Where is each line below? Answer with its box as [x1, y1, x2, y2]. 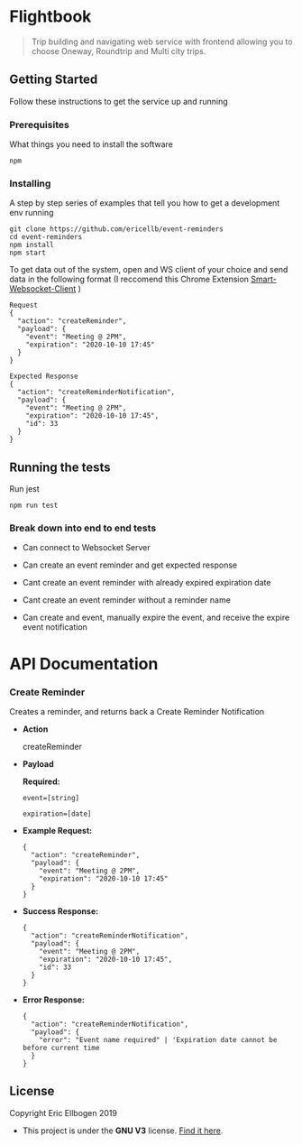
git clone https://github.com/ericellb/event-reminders [9, 225, 224, 234]
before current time [22, 1043, 100, 1052]
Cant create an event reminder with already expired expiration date [22, 577, 271, 588]
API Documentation [9, 653, 159, 674]
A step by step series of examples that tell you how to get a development [9, 198, 280, 208]
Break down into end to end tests [9, 522, 157, 534]
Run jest [9, 484, 41, 494]
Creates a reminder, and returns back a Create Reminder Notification [9, 706, 265, 716]
